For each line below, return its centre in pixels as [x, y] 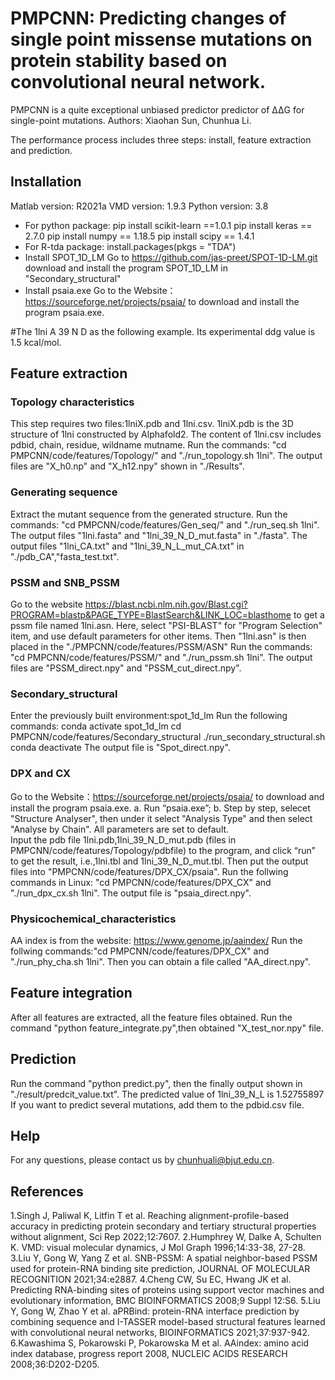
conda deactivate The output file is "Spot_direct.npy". [120, 748]
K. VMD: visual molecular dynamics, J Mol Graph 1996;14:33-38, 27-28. [158, 1248]
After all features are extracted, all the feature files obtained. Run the [151, 1017]
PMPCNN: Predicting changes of [148, 18]
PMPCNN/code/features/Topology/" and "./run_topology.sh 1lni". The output [166, 456]
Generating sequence [64, 492]
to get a [309, 615]
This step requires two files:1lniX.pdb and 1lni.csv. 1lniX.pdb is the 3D [152, 424]
